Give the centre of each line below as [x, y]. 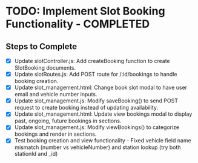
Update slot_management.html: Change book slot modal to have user [101, 88]
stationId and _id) [36, 154]
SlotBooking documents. [45, 68]
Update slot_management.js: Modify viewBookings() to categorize [97, 127]
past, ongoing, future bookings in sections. [68, 121]
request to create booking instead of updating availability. [86, 108]
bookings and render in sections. [55, 134]
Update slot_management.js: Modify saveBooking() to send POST [96, 101]
